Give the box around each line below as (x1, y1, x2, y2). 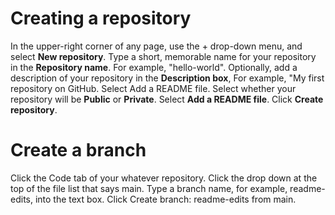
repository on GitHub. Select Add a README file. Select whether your (10, 82, 297, 94)
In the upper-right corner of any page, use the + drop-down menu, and (10, 40, 303, 52)
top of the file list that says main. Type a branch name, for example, (10, 182, 288, 194)
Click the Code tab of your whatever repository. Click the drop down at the (10, 172, 318, 184)
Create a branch (10, 139, 147, 162)
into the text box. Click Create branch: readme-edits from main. (34, 193, 297, 205)
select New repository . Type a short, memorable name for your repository (10, 50, 317, 62)
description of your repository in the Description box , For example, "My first (10, 72, 325, 84)
